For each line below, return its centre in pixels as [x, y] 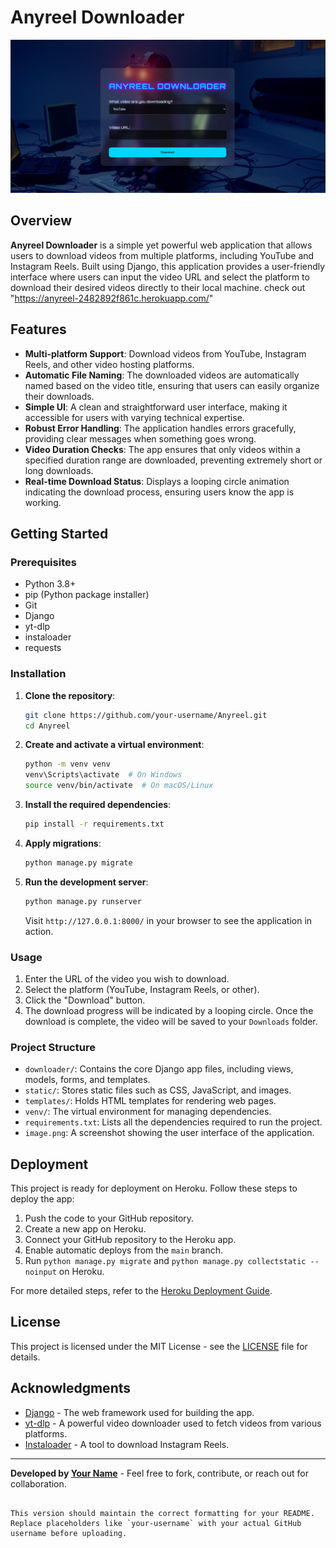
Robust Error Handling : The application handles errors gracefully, [160, 428]
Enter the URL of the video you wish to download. [127, 978]
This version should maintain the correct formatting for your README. [162, 1513]
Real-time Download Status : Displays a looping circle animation [157, 481]
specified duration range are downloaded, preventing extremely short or [173, 460]
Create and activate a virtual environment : [114, 745]
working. [43, 502]
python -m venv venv [67, 764]
